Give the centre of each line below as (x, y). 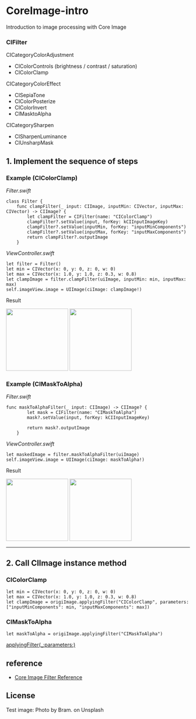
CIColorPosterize (35, 101)
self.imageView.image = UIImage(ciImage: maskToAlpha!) (75, 460)
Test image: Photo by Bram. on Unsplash (55, 710)
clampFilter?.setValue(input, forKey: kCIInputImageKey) (97, 222)
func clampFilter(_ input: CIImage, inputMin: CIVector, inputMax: (100, 206)
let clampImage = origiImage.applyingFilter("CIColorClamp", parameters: (98, 602)
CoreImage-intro (47, 11)
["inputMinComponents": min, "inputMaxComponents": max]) (78, 607)
